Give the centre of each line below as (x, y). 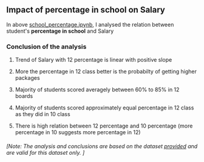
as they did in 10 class (43, 114)
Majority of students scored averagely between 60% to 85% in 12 (97, 89)
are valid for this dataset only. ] (46, 152)
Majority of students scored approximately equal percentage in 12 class (104, 108)
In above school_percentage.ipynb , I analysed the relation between (90, 24)
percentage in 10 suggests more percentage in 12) (78, 132)
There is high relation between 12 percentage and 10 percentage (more (104, 126)
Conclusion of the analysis (46, 47)
